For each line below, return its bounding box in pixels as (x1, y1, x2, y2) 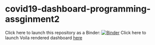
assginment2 (5, 14, 60, 25)
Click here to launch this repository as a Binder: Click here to (5, 30, 147, 35)
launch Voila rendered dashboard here (5, 35, 83, 41)
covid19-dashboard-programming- (5, 3, 151, 15)
